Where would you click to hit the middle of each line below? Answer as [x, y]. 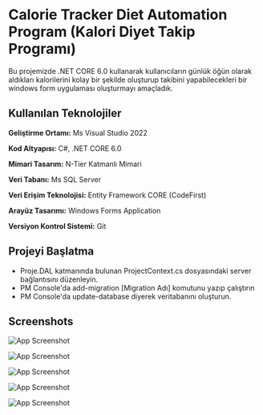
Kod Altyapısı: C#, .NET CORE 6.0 [65, 148]
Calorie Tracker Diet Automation [118, 15]
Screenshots [41, 321]
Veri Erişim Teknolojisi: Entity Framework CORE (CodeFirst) [107, 195]
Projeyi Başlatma [51, 252]
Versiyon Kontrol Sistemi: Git [57, 226]
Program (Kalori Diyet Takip [102, 32]
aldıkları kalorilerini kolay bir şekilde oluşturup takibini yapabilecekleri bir [128, 79]
